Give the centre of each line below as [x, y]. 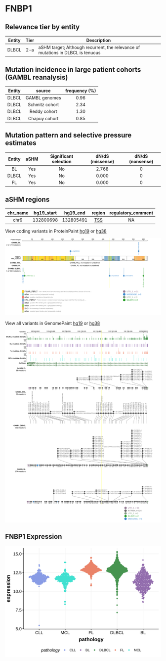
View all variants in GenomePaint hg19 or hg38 [53, 323]
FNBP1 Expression [34, 537]
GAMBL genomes [43, 97]
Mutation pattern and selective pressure [68, 135]
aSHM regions [27, 200]
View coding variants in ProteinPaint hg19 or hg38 [56, 231]
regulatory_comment [131, 213]
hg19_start [45, 213]
